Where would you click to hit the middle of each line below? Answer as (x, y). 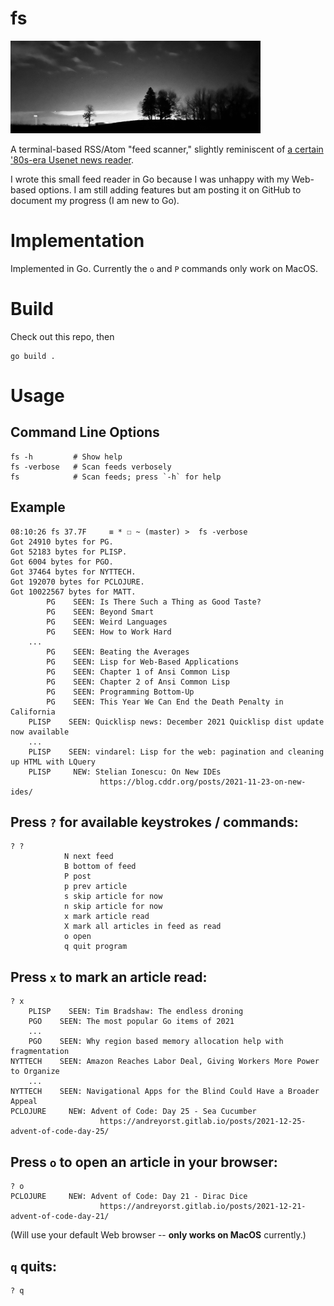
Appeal (24, 1102)
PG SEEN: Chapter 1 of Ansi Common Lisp (138, 672)
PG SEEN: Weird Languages (107, 622)
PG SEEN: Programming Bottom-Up (120, 692)
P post (77, 877)
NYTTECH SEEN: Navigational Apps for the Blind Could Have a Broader (165, 1092)
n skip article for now (113, 907)
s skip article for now (113, 897)
